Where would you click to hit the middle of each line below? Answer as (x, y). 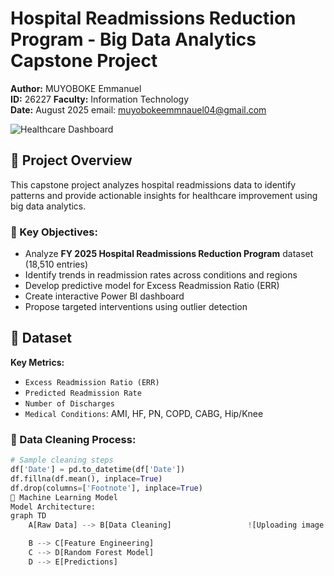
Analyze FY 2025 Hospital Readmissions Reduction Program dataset (169, 254)
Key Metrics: (37, 362)
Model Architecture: (53, 507)
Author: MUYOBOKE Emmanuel (76, 88)
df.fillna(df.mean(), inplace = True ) (86, 478)
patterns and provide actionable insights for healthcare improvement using (164, 195)
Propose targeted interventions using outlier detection (136, 307)
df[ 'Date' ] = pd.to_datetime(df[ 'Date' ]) (98, 470)
